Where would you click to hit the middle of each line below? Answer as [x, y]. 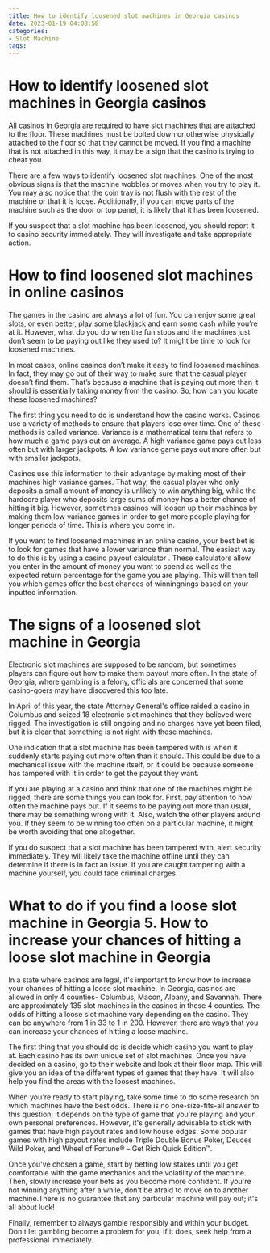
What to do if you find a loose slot [123, 906]
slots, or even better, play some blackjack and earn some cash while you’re [133, 323]
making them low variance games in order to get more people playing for [129, 517]
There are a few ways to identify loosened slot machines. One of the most [131, 175]
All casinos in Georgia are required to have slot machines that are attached [132, 125]
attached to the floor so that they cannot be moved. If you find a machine [130, 143]
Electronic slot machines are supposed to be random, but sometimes [123, 664]
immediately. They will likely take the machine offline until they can [119, 856]
